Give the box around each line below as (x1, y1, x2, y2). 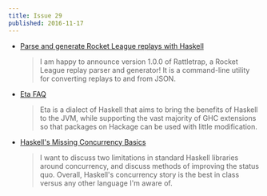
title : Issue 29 (8, 11, 62, 20)
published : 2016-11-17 (8, 19, 84, 27)
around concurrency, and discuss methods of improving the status (39, 161, 260, 170)
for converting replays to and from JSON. (39, 74, 176, 83)
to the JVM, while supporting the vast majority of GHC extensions (39, 113, 257, 122)
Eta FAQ (19, 89, 46, 98)
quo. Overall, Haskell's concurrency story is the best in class (39, 170, 240, 179)
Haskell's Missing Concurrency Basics (19, 137, 146, 146)
